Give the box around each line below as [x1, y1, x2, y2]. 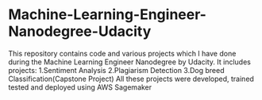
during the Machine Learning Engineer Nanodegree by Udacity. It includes [8, 57, 252, 67]
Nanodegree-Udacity [8, 22, 152, 40]
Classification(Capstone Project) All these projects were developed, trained [8, 74, 254, 83]
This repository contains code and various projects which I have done [8, 48, 237, 58]
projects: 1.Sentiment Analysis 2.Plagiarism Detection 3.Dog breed [8, 65, 225, 75]
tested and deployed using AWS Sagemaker [8, 82, 152, 92]
